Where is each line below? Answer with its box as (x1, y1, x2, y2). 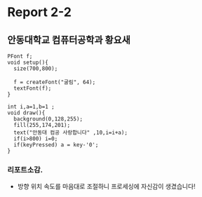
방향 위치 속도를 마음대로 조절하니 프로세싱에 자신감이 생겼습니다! (17, 182, 196, 191)
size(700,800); (13, 65, 58, 72)
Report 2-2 (7, 4, 72, 20)
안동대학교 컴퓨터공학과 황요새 (7, 34, 131, 46)
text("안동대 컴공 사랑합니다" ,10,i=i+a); (13, 129, 128, 136)
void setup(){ (7, 59, 49, 66)
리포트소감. (7, 165, 43, 175)
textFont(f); (13, 85, 52, 92)
